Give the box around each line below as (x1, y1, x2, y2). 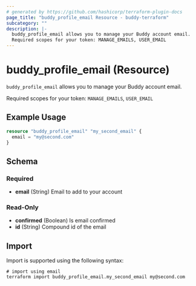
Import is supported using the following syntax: (6, 257, 124, 264)
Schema (6, 156, 38, 166)
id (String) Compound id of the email (15, 223, 107, 230)
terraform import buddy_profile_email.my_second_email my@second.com (6, 274, 186, 280)
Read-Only (6, 203, 39, 212)
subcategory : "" (6, 20, 47, 26)
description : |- (6, 25, 47, 32)
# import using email (6, 268, 61, 275)
